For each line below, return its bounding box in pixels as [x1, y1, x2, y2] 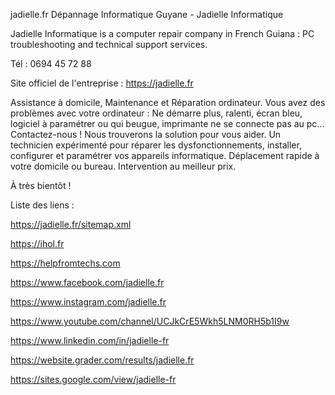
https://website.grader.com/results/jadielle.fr [10, 354, 195, 366]
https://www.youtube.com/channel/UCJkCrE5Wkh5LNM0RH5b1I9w [10, 315, 290, 327]
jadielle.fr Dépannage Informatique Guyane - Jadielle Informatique [10, 9, 284, 20]
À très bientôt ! [10, 180, 72, 191]
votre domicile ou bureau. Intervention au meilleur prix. [10, 160, 237, 172]
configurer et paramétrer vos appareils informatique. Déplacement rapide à [10, 150, 320, 161]
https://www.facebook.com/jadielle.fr [10, 277, 165, 288]
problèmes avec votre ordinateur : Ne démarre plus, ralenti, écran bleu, [10, 107, 303, 119]
